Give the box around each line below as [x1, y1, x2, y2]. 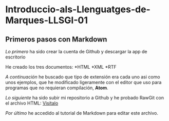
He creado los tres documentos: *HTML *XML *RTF [5, 64, 117, 70]
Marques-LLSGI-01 [5, 14, 88, 26]
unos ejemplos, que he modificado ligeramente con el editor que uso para [5, 79, 162, 85]
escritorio [5, 54, 26, 60]
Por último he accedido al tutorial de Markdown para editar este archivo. [5, 110, 158, 116]
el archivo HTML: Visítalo [5, 100, 59, 106]
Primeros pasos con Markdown [5, 35, 107, 44]
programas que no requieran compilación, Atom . [5, 85, 109, 91]
